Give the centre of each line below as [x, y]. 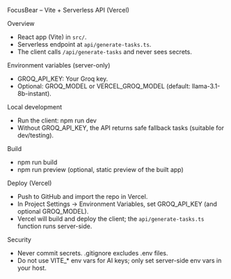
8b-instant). [34, 94]
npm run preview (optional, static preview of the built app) [101, 169]
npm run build [37, 162]
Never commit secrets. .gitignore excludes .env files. [93, 253]
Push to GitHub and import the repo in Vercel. [82, 197]
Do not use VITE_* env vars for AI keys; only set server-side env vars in [119, 261]
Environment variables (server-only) [59, 65]
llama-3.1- [206, 86]
